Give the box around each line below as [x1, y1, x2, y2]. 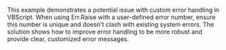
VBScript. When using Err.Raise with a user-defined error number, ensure [7, 13, 216, 21]
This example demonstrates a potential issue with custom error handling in [7, 6, 220, 14]
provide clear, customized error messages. [7, 35, 129, 43]
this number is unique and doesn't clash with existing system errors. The [7, 21, 214, 28]
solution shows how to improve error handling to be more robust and [7, 27, 203, 36]
